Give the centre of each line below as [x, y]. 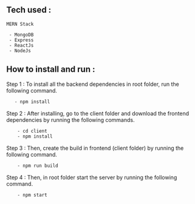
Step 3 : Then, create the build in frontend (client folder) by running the [95, 148]
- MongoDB [21, 35]
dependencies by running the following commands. [70, 120]
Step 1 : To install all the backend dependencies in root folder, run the [93, 84]
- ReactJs [21, 45]
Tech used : [29, 10]
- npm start [32, 195]
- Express [21, 40]
